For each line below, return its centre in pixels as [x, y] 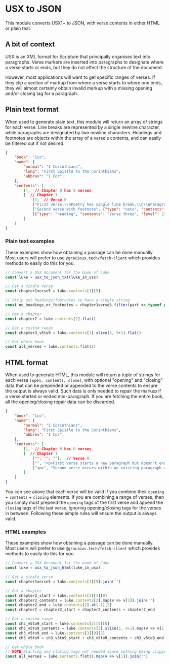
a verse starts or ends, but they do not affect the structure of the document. [84, 67]
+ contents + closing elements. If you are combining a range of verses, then [85, 497]
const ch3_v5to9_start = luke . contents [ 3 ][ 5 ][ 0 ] [57, 624]
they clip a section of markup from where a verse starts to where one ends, [84, 82]
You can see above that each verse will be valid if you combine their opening [85, 492]
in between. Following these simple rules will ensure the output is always [81, 514]
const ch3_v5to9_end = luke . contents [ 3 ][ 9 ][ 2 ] [55, 633]
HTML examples [26, 532]
